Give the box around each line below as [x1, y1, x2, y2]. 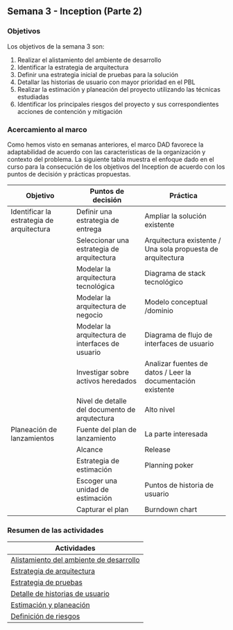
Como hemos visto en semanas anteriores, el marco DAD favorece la [7, 140, 204, 149]
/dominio [144, 306, 173, 315]
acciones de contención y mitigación [17, 107, 123, 115]
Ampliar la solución [144, 211, 207, 221]
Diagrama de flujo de [144, 330, 213, 340]
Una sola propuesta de [144, 244, 218, 254]
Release [144, 445, 171, 454]
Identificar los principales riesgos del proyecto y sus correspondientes [17, 100, 219, 108]
